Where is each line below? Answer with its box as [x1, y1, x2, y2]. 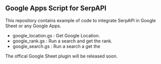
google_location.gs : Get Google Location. [12, 32, 100, 38]
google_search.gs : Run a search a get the [12, 43, 100, 49]
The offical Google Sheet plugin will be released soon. [5, 53, 118, 59]
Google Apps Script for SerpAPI [5, 4, 107, 13]
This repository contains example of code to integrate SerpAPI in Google [5, 17, 156, 23]
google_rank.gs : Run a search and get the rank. [12, 38, 113, 44]
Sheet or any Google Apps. [5, 23, 62, 29]
